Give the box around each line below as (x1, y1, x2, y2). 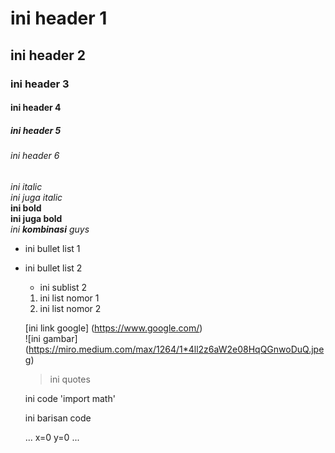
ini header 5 (10, 124, 62, 136)
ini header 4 (10, 102, 62, 114)
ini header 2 (10, 47, 86, 64)
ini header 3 (10, 77, 70, 91)
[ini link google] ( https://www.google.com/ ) (24, 322, 203, 334)
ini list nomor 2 (39, 302, 102, 314)
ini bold (10, 202, 42, 214)
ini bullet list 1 (24, 242, 81, 254)
